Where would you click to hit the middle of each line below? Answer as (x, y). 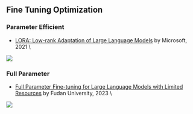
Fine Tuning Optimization (55, 10)
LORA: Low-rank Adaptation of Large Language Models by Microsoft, (101, 40)
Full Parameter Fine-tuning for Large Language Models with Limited (99, 86)
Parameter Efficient (35, 27)
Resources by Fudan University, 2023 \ (63, 93)
